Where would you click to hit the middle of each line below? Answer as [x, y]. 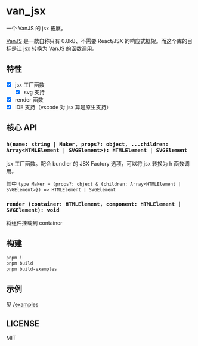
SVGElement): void [33, 210]
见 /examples [22, 304]
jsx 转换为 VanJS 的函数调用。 [60, 48]
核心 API [22, 128]
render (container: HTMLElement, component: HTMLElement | [94, 204]
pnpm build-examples [32, 269]
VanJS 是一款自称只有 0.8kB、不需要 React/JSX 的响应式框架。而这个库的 [97, 41]
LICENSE [23, 324]
